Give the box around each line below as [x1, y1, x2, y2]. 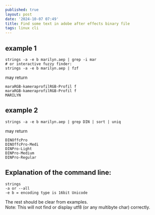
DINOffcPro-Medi [5, 142, 39, 147]
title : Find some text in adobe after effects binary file [5, 21, 130, 26]
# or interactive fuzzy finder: [5, 61, 72, 66]
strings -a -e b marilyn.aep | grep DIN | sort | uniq [5, 119, 121, 124]
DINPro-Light [5, 146, 32, 151]
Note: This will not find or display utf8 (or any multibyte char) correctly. [5, 204, 151, 210]
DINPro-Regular [5, 155, 37, 160]
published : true [5, 7, 39, 12]
